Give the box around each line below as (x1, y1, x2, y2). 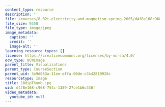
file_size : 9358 (5, 21, 38, 26)
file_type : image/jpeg (5, 26, 52, 31)
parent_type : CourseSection (5, 67, 63, 72)
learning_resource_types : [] (5, 48, 65, 53)
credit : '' (9, 39, 32, 44)
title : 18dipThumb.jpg (5, 80, 52, 85)
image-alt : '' (9, 44, 38, 49)
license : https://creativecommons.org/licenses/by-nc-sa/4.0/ (5, 53, 135, 58)
